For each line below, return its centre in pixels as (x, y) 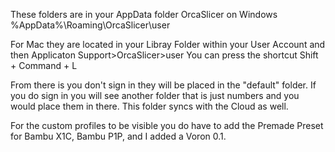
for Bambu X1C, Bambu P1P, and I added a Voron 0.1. (118, 136)
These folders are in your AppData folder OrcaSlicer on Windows (144, 14)
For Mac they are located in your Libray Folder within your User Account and (168, 44)
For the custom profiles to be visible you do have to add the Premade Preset (167, 125)
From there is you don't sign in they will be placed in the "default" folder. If (163, 85)
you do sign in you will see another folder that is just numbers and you (155, 95)
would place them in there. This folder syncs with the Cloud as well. (149, 106)
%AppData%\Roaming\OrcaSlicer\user (90, 25)
